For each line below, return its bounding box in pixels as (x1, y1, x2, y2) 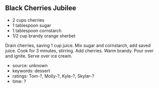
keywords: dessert (12, 68, 50, 74)
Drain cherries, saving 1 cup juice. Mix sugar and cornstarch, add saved (5, 42, 151, 48)
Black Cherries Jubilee (5, 4, 77, 12)
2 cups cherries (12, 17, 44, 23)
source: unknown (12, 62, 48, 68)
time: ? (12, 78, 26, 84)
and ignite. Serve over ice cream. (5, 53, 73, 59)
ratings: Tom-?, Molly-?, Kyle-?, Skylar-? (12, 73, 95, 79)
